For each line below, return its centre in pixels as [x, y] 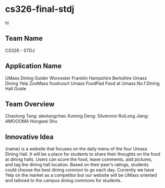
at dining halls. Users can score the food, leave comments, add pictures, [79, 159]
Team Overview [30, 104]
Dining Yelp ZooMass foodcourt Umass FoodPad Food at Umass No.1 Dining [82, 83]
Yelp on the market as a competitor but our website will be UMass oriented [81, 175]
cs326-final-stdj [40, 9]
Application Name [33, 66]
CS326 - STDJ [20, 50]
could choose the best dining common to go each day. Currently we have [80, 170]
